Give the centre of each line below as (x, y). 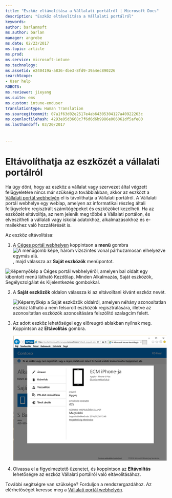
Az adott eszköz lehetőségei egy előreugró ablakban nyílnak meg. (82, 323)
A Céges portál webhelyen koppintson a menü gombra (71, 245)
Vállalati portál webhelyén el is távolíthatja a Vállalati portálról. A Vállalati (81, 197)
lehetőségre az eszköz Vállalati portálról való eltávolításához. (77, 474)
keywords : (16, 22)
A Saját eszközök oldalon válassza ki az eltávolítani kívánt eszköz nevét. (89, 292)
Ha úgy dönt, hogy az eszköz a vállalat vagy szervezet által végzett (76, 187)
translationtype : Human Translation (44, 108)
